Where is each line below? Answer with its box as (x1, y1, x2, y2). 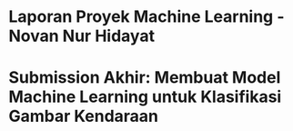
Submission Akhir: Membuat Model (8, 67, 281, 88)
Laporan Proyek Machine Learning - (8, 6, 285, 27)
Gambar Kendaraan (8, 106, 159, 126)
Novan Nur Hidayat (8, 25, 156, 46)
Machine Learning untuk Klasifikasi (8, 86, 282, 107)
